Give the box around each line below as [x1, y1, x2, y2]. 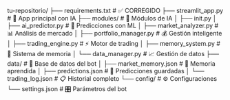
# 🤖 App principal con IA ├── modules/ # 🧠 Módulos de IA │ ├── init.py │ [7, 14, 217, 22]
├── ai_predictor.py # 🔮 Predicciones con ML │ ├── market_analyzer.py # [7, 21, 219, 29]
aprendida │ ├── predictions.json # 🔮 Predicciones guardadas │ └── [7, 67, 205, 75]
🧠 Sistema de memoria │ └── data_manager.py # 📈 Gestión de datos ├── [7, 50, 220, 58]
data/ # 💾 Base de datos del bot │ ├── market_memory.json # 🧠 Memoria [7, 60, 216, 68]
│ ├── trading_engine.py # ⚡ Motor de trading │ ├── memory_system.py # [7, 40, 220, 47]
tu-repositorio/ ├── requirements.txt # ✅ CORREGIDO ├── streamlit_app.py [7, 7, 224, 14]
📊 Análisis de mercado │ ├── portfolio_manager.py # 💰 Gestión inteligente [7, 29, 222, 37]
